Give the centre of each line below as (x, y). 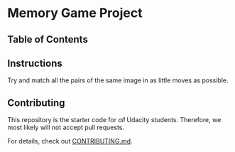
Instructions (35, 63)
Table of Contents (48, 39)
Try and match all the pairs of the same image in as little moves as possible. (118, 80)
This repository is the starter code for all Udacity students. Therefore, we (114, 120)
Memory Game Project (75, 13)
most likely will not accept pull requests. (66, 127)
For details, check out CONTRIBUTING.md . (70, 141)
